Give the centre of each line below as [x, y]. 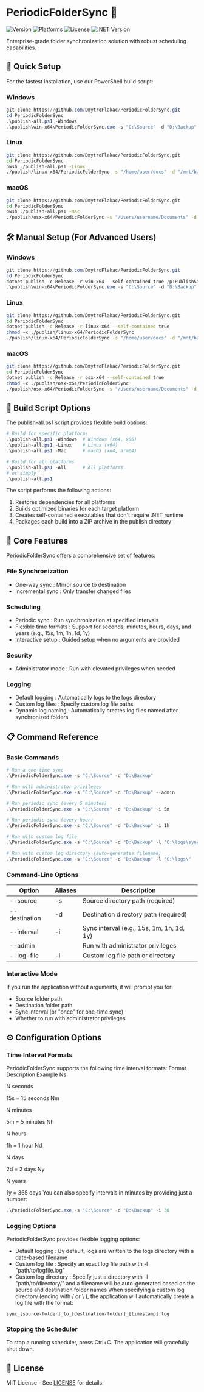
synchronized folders [42, 717]
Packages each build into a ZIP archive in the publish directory [93, 522]
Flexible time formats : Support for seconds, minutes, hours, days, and [103, 627]
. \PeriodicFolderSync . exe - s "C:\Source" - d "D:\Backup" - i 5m [88, 809]
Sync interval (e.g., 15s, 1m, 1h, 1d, [134, 928]
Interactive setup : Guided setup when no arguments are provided [97, 639]
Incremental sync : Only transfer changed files [73, 591]
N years [16, 1181]
